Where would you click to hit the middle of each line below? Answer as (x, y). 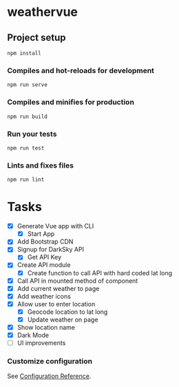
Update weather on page (63, 319)
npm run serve (28, 85)
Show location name (46, 327)
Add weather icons (44, 296)
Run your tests (32, 134)
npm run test (26, 148)
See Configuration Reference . (49, 376)
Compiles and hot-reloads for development (81, 70)
